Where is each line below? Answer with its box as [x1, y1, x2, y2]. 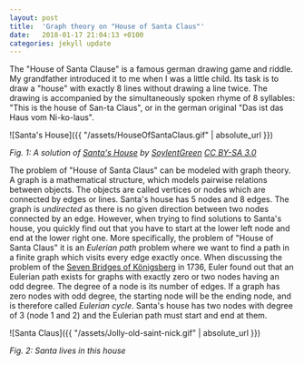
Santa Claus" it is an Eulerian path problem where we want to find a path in [9, 242, 290, 253]
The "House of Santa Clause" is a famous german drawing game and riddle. [9, 64, 293, 75]
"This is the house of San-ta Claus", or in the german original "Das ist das [9, 102, 284, 114]
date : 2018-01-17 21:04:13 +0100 [9, 30, 144, 39]
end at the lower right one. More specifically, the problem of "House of [9, 233, 274, 244]
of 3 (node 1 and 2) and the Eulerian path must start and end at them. [9, 310, 268, 321]
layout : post [9, 13, 59, 23]
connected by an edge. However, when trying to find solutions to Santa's [9, 213, 282, 224]
